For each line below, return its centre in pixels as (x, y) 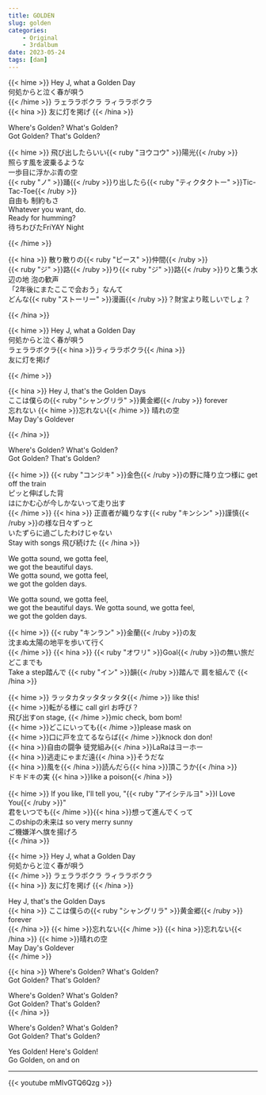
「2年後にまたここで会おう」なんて (66, 289)
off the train (27, 483)
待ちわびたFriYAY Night (46, 227)
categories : (28, 30)
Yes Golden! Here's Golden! (53, 1051)
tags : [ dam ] (28, 60)
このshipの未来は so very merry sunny (70, 821)
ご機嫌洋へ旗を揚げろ (43, 832)
